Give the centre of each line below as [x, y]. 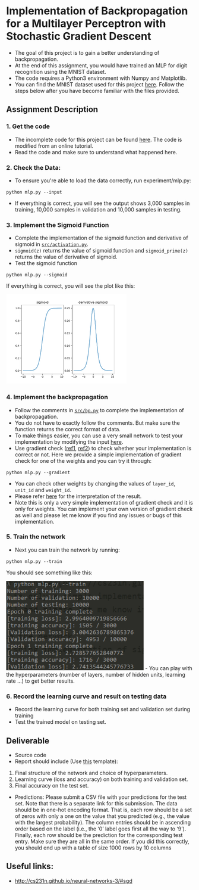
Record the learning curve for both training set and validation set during [102, 709]
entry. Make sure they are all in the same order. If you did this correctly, [102, 841]
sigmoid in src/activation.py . [52, 244]
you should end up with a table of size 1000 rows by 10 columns [93, 848]
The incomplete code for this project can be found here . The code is [98, 139]
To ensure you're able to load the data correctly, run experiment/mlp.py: [103, 181]
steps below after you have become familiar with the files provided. [97, 91]
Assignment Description [52, 109]
